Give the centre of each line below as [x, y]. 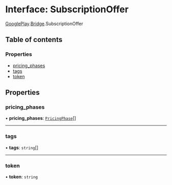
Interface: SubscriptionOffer [67, 9]
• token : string [22, 177]
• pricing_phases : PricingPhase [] [41, 118]
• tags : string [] [22, 148]
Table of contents [34, 40]
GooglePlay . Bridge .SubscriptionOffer [44, 24]
